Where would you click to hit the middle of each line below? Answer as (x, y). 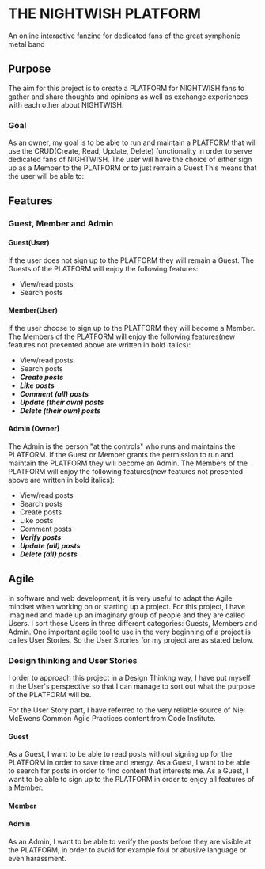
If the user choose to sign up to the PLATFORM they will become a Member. (132, 328)
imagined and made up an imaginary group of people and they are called (127, 615)
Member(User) (33, 310)
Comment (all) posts (54, 393)
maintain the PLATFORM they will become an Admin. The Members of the (128, 463)
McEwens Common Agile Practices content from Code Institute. (112, 719)
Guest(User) (29, 242)
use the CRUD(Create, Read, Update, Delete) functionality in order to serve (130, 151)
